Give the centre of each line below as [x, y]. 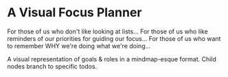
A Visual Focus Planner [75, 13]
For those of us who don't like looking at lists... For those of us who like [107, 31]
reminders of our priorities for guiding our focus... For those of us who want [114, 38]
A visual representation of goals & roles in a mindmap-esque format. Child [112, 59]
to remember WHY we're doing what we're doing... [79, 46]
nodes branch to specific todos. [52, 66]
